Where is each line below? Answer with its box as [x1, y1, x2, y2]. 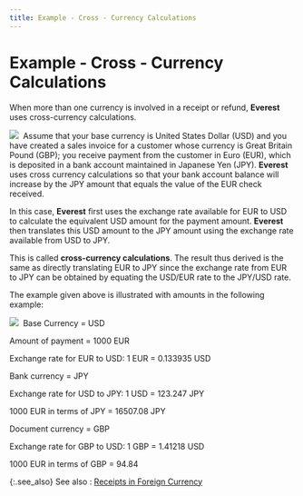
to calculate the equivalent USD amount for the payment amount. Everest [9, 215, 284, 226]
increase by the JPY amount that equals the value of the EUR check [9, 178, 262, 189]
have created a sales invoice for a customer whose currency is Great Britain [9, 140, 293, 151]
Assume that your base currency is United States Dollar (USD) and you [22, 130, 288, 141]
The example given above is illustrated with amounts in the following [9, 289, 265, 300]
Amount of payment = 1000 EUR [9, 335, 130, 346]
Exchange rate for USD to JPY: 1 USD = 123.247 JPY [9, 388, 205, 399]
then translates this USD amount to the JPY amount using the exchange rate [9, 224, 294, 236]
